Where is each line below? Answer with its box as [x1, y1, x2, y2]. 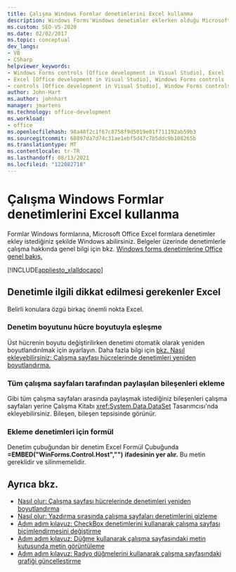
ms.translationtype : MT [7, 142, 77, 149]
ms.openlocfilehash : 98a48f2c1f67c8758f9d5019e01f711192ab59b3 [7, 128, 197, 135]
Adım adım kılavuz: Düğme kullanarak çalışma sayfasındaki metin [17, 535, 206, 543]
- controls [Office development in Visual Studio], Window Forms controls [7, 82, 231, 89]
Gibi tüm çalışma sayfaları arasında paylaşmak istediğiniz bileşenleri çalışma [7, 394, 228, 403]
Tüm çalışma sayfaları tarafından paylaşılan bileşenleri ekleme [7, 378, 225, 388]
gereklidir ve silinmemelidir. [7, 458, 86, 466]
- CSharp [7, 56, 33, 63]
